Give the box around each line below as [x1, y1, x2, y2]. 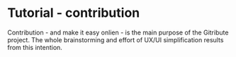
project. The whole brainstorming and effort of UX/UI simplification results [7, 35, 224, 44]
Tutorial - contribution [7, 5, 140, 21]
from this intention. [7, 43, 62, 51]
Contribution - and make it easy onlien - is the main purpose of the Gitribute [7, 28, 229, 37]
